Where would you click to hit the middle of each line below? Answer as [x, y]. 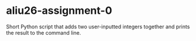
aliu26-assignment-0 [59, 11]
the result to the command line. [44, 32]
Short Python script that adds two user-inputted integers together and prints [98, 27]
